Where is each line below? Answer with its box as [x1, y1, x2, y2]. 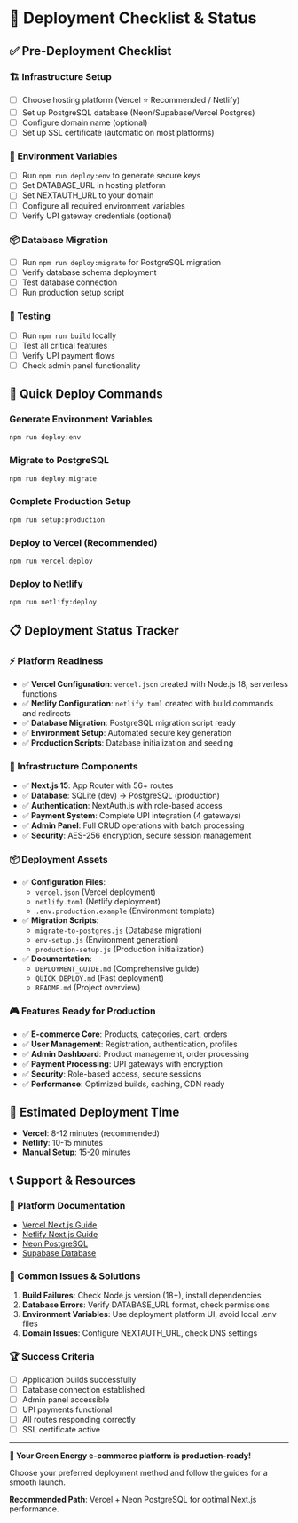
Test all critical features [21, 340, 108, 351]
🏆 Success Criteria [9, 1351, 95, 1363]
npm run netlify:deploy [9, 598, 98, 607]
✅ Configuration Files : [21, 877, 106, 888]
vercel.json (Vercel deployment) [35, 887, 157, 897]
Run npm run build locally [21, 330, 117, 341]
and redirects [21, 707, 71, 718]
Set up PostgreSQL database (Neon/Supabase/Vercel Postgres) [21, 107, 255, 118]
